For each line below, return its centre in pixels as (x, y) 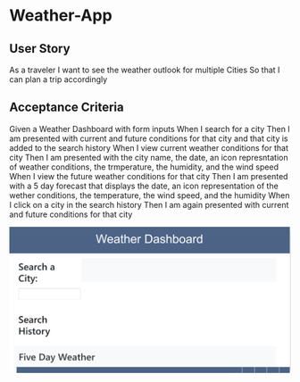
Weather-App (61, 16)
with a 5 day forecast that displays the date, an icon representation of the (144, 186)
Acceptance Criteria (67, 108)
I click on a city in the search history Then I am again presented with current (149, 204)
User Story (40, 49)
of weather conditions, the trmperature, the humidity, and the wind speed (144, 167)
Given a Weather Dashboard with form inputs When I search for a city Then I (150, 129)
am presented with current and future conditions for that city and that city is (149, 138)
